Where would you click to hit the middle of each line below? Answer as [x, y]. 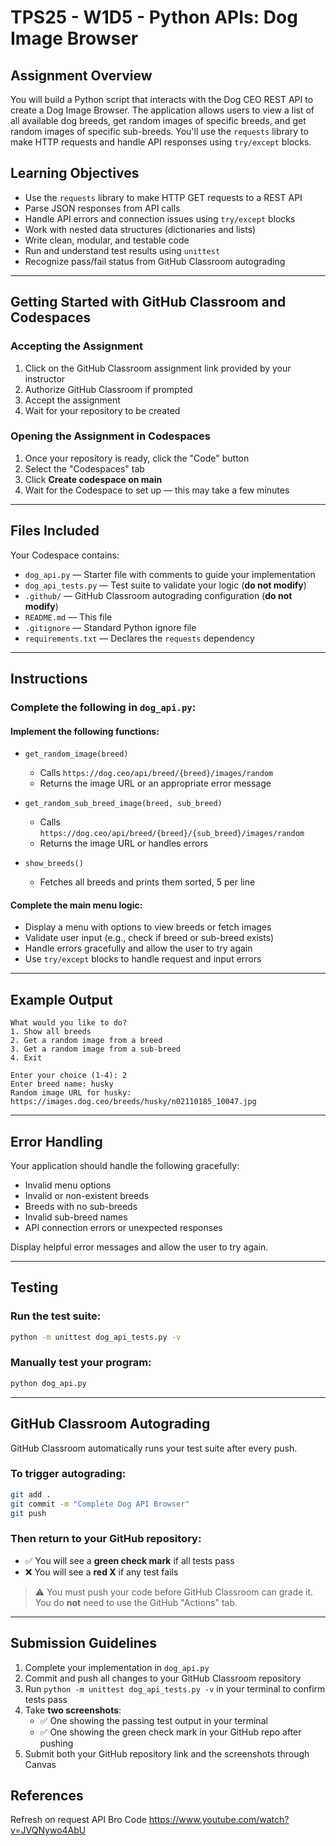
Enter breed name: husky [62, 1084]
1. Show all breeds [51, 1032]
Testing [34, 1287]
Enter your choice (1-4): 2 [69, 1076]
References [47, 1795]
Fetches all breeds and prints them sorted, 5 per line [147, 882]
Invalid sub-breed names [76, 1217]
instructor [45, 378]
